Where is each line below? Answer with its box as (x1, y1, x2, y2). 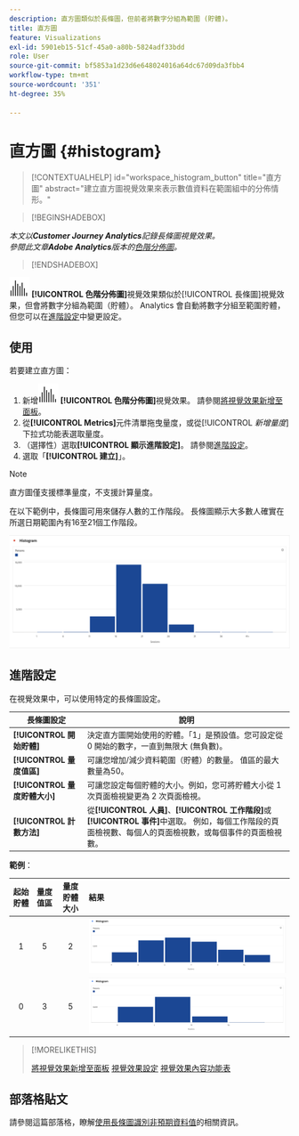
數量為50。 (87, 766, 129, 776)
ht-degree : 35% (9, 89, 66, 98)
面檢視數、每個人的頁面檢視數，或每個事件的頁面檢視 (87, 827, 283, 838)
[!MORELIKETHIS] (30, 1044, 97, 1055)
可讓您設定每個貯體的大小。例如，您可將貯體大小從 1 (87, 780, 282, 791)
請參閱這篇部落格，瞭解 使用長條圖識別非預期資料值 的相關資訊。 (9, 1117, 243, 1128)
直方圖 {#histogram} (9, 141, 162, 161)
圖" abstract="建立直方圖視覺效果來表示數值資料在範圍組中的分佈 (30, 183, 271, 194)
